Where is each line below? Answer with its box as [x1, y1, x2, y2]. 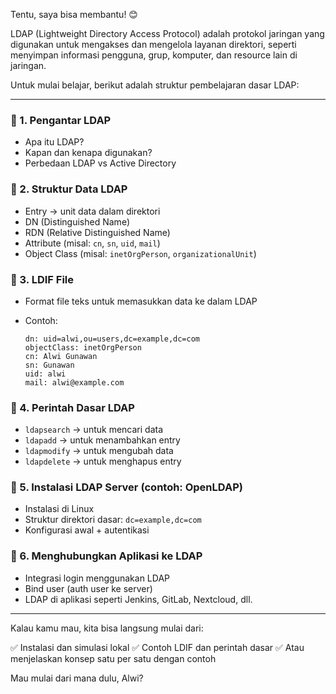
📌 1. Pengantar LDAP [10, 113, 112, 127]
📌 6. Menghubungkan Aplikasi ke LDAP [10, 549, 203, 563]
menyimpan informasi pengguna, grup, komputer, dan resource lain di [10, 49, 298, 61]
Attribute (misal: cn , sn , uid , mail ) [24, 237, 161, 249]
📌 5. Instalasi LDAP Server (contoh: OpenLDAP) [10, 480, 243, 494]
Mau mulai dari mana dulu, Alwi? [10, 672, 144, 684]
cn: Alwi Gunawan [24, 351, 98, 361]
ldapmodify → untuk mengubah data [24, 445, 174, 457]
